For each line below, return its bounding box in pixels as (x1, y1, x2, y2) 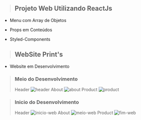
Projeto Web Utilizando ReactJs (14, 4, 113, 13)
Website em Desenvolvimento (9, 63, 70, 69)
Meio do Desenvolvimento (14, 76, 78, 82)
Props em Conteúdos (9, 27, 53, 33)
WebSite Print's (14, 50, 63, 59)
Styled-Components (9, 36, 51, 42)
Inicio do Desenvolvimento (14, 99, 79, 105)
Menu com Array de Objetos (9, 17, 67, 23)
